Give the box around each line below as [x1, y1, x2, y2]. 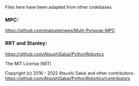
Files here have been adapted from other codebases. [5, 4, 113, 10]
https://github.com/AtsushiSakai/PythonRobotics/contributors [5, 75, 131, 81]
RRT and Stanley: [5, 40, 47, 47]
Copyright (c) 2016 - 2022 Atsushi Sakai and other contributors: [5, 70, 135, 76]
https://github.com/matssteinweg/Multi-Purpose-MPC [5, 28, 115, 33]
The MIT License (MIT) [5, 60, 52, 66]
